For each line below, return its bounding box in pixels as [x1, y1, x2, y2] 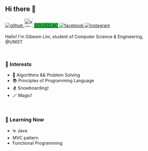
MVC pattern [12, 135, 39, 141]
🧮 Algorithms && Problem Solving [12, 72, 80, 78]
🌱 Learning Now [5, 116, 45, 123]
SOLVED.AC [34, 22, 58, 28]
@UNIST [5, 39, 23, 45]
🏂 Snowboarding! [12, 85, 49, 91]
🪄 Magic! [12, 93, 32, 99]
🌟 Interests [5, 60, 32, 67]
